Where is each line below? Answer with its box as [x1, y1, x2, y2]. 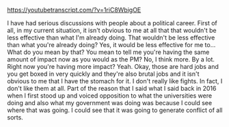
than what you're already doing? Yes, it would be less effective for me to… [7, 41, 216, 48]
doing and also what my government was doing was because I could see [7, 99, 213, 107]
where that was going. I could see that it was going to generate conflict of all [7, 106, 223, 114]
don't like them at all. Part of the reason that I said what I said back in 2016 [7, 85, 217, 92]
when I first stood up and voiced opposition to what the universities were [7, 91, 213, 100]
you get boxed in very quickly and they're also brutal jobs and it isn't [7, 70, 200, 78]
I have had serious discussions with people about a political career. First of [7, 19, 217, 27]
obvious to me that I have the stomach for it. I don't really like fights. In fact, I [7, 77, 223, 85]
